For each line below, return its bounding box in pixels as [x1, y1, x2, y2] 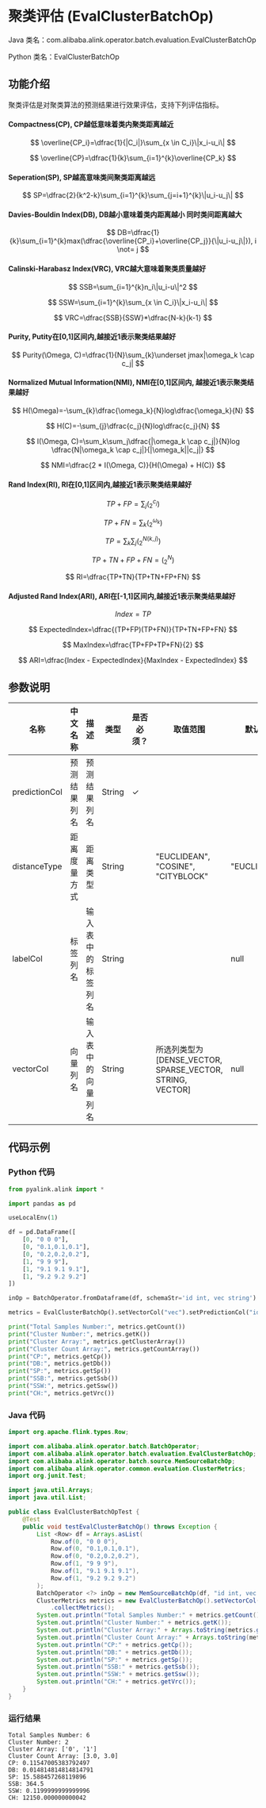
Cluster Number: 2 [8, 1738, 69, 1747]
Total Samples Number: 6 [8, 1732, 90, 1740]
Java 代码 [8, 1409, 46, 1421]
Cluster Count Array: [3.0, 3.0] [8, 1752, 119, 1760]
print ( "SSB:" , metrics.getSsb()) [8, 1374, 119, 1382]
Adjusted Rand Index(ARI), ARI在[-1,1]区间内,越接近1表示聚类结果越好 [8, 591, 236, 600]
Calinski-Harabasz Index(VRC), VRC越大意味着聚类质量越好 [8, 264, 207, 273]
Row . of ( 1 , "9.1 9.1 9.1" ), [50, 1567, 140, 1575]
